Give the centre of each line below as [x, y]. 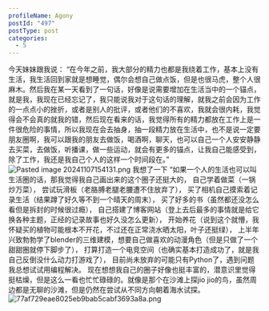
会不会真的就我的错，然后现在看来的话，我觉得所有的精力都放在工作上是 [134, 119]
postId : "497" [32, 23]
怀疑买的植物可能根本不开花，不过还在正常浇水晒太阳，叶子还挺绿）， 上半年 [134, 230]
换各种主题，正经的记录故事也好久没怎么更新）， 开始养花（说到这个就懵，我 [134, 220]
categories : [28, 38]
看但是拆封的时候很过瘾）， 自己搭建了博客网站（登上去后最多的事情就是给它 [134, 210]
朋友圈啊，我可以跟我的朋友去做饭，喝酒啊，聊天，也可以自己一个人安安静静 [134, 139]
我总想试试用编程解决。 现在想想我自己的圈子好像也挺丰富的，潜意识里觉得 [132, 270]
